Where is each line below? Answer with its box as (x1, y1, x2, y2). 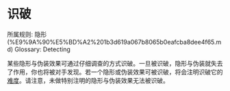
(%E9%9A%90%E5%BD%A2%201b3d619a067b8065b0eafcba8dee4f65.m (7, 38, 222, 46)
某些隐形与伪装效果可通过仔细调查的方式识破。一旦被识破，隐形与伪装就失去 (7, 59, 223, 67)
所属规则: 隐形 (7, 30, 47, 38)
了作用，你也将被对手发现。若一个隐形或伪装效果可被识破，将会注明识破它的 (7, 68, 223, 76)
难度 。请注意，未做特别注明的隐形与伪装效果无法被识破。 (7, 76, 169, 84)
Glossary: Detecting (14, 45, 71, 53)
